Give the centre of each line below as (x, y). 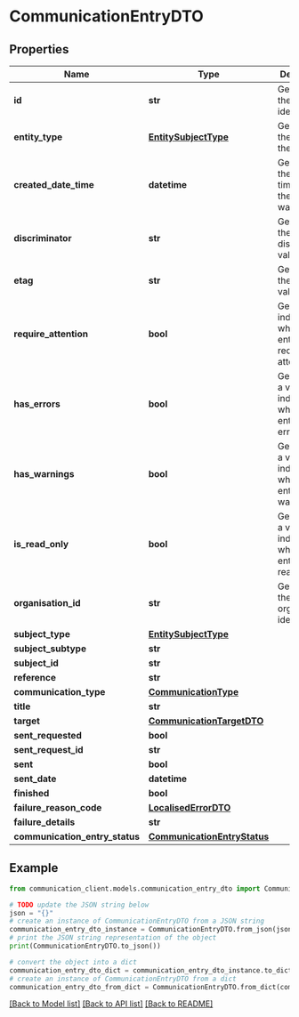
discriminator (43, 238)
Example (34, 868)
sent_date (35, 779)
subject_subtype (50, 649)
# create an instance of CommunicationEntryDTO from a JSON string (137, 921)
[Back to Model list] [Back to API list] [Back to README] (111, 1004)
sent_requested (48, 735)
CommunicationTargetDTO (206, 721)
